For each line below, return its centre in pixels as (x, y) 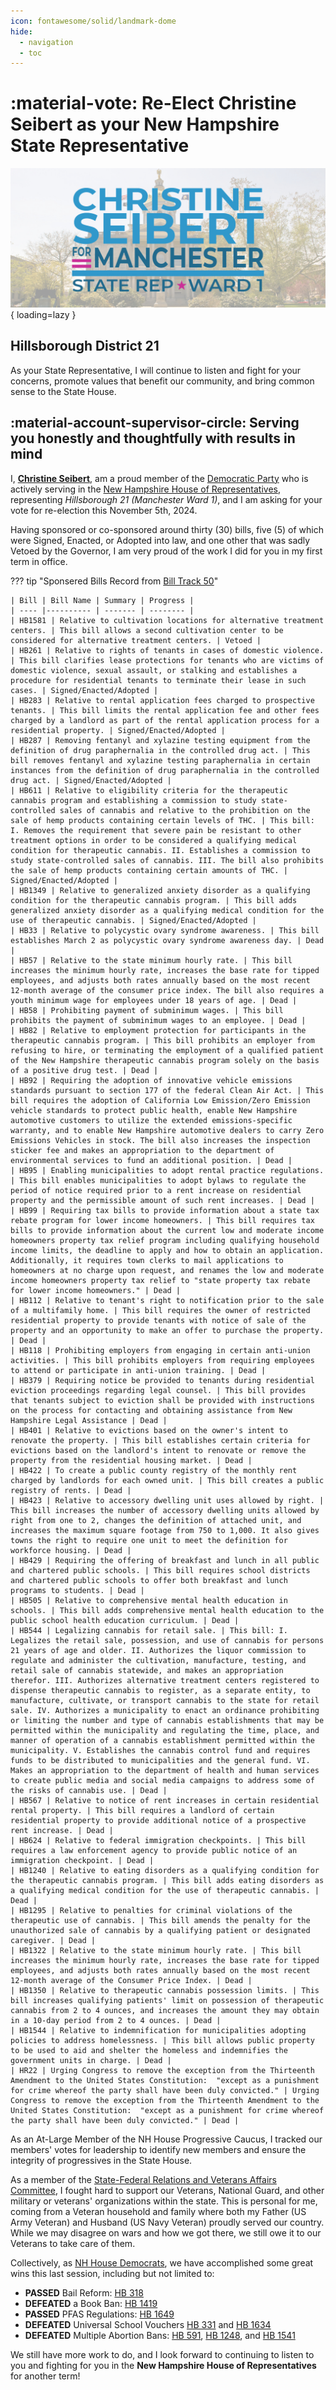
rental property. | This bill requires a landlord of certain (142, 1810)
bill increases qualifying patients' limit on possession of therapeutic (167, 2000)
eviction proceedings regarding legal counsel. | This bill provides (158, 1390)
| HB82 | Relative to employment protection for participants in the (158, 1030)
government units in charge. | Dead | (91, 2060)
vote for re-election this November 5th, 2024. (104, 510)
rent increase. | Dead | (62, 1830)
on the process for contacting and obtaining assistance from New (151, 1410)
